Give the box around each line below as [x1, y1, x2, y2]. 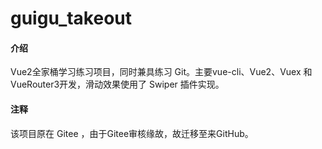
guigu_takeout [10, 7, 133, 30]
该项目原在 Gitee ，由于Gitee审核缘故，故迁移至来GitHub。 [10, 127, 254, 139]
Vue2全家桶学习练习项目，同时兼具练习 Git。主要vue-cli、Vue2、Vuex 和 [10, 66, 313, 78]
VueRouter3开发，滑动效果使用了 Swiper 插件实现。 [10, 78, 225, 91]
